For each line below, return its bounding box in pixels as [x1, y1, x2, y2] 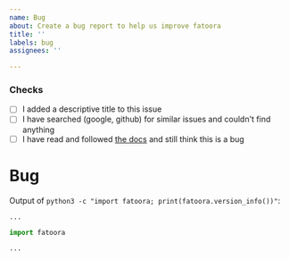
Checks [9, 84, 44, 96]
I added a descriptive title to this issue [21, 104, 162, 114]
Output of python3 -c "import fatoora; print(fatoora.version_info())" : [9, 195, 281, 205]
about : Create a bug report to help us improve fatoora [9, 21, 221, 30]
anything [21, 124, 55, 135]
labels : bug [9, 38, 54, 47]
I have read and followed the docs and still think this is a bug [21, 133, 245, 144]
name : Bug [9, 13, 46, 22]
